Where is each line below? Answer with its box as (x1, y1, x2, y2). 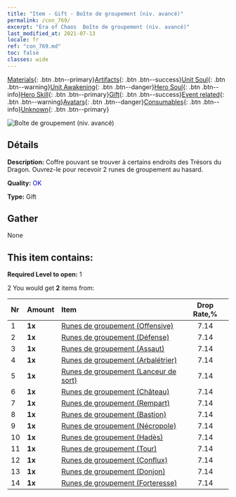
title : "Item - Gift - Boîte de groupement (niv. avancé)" (7, 10, 184, 18)
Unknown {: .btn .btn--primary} (20, 105, 110, 113)
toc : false (7, 50, 39, 57)
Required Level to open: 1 (7, 270, 82, 279)
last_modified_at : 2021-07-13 (7, 29, 96, 37)
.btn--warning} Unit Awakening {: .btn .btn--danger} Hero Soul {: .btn (7, 82, 201, 91)
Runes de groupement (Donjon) (60, 467, 166, 477)
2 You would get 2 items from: (7, 284, 95, 292)
